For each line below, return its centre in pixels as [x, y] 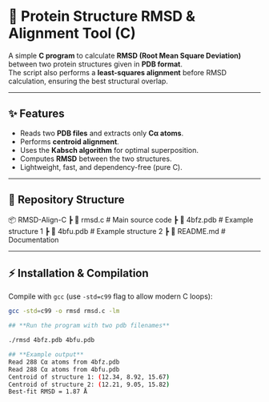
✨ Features [36, 114]
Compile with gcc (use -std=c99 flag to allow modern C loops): [110, 296]
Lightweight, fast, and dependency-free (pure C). [101, 167]
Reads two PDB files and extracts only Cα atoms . [102, 133]
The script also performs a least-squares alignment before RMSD [117, 72]
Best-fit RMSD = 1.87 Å [48, 392]
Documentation [34, 239]
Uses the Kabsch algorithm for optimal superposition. [109, 150]
